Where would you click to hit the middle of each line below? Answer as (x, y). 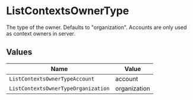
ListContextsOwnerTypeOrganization (59, 88)
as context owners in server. (41, 33)
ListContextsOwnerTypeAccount (52, 79)
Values (19, 52)
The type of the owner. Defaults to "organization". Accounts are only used (96, 27)
